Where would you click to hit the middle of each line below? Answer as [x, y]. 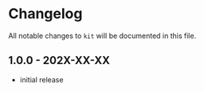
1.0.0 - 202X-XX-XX [59, 61]
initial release [41, 79]
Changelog [45, 14]
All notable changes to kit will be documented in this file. [102, 36]
